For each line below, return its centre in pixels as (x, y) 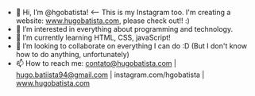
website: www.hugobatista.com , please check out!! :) (103, 21)
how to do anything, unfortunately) (72, 54)
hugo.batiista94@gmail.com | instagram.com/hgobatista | (110, 75)
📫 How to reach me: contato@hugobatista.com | (96, 63)
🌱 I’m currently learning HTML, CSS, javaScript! (93, 37)
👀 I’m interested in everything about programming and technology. (124, 29)
